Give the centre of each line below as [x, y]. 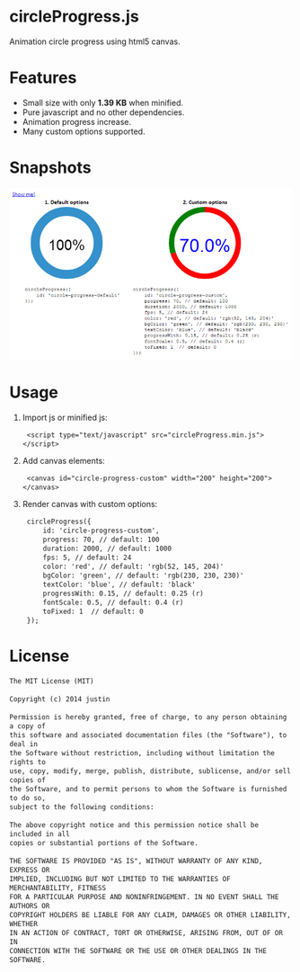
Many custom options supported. [84, 131]
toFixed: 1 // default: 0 [93, 611]
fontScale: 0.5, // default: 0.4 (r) [113, 602]
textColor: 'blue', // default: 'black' [119, 584]
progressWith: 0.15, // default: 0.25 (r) [123, 593]
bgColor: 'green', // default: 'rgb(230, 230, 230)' [143, 575]
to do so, [28, 798]
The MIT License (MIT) [52, 681]
